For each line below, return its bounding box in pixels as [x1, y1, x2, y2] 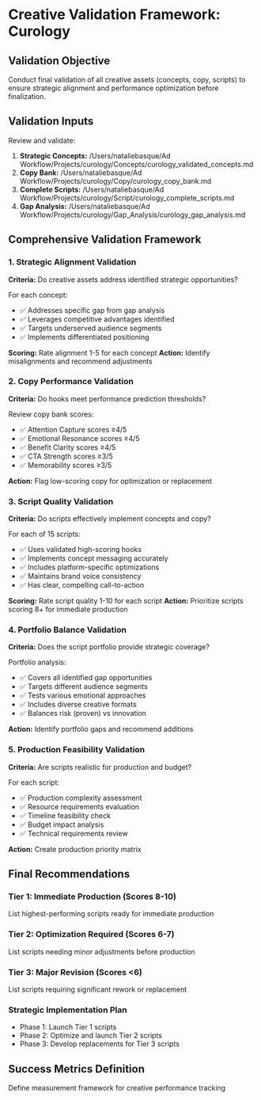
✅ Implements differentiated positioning [19, 332, 149, 341]
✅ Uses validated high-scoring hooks [19, 545, 142, 554]
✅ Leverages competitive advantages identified [19, 314, 176, 324]
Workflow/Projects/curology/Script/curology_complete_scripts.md [19, 192, 235, 203]
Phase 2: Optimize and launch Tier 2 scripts [19, 1031, 162, 1041]
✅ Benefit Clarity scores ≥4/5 [19, 442, 116, 452]
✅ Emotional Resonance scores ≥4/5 [19, 433, 140, 443]
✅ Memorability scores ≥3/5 [19, 460, 112, 470]
